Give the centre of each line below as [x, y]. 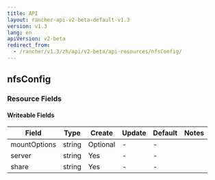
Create [101, 133]
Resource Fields [34, 99]
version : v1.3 [27, 26]
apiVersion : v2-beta [37, 39]
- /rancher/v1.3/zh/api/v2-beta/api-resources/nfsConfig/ [98, 52]
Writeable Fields [31, 115]
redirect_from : [29, 45]
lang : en [20, 33]
